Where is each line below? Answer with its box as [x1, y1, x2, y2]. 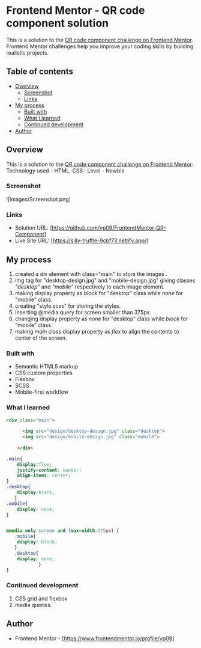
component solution [6, 16, 109, 30]
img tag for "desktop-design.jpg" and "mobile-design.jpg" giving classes [14, 277, 196, 284]
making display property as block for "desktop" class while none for [14, 289, 183, 296]
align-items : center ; [17, 472, 71, 478]
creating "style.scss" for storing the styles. [14, 302, 121, 310]
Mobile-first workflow [14, 388, 69, 396]
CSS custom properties [14, 369, 73, 376]
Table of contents [6, 67, 73, 77]
